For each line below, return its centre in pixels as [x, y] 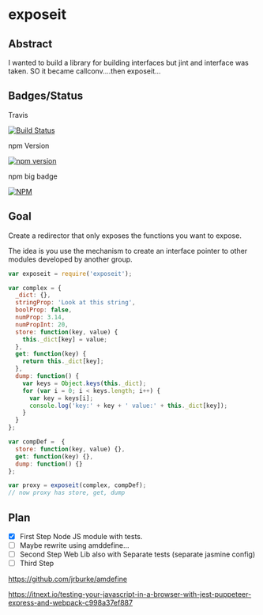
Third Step [37, 564]
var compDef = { [37, 442]
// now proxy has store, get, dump [67, 493]
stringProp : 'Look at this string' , [75, 303]
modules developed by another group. [70, 259]
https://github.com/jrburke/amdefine [68, 579]
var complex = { [35, 288]
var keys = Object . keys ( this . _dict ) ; [85, 383]
